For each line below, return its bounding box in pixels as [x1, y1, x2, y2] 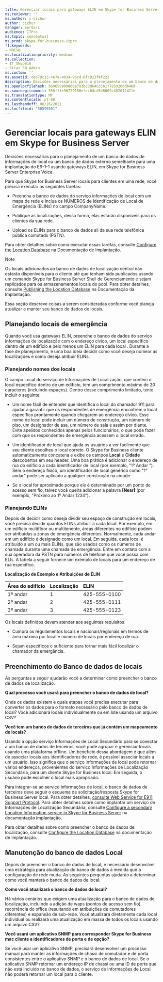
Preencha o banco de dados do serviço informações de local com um [12, 193, 152, 199]
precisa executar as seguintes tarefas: [5, 183, 81, 189]
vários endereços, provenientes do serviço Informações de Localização [5, 764, 148, 770]
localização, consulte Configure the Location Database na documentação [5, 830, 152, 836]
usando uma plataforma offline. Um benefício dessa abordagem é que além [5, 749, 156, 755]
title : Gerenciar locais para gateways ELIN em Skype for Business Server [5, 7, 160, 12]
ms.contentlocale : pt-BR [5, 97, 55, 102]
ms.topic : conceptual [5, 34, 49, 39]
